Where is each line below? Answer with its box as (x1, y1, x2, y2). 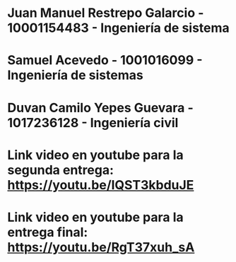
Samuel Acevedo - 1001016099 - (7, 52, 203, 69)
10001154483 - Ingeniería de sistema (7, 20, 230, 36)
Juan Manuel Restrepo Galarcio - (7, 5, 204, 21)
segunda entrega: (7, 162, 114, 178)
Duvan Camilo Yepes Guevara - (7, 100, 194, 116)
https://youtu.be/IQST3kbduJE (7, 177, 194, 193)
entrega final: (7, 224, 88, 240)
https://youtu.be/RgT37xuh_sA (7, 239, 195, 255)
